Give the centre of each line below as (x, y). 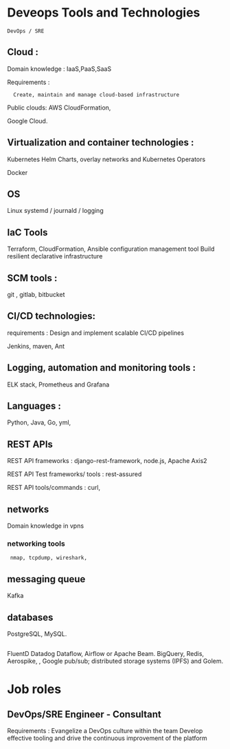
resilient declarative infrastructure (55, 256)
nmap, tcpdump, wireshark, (49, 558)
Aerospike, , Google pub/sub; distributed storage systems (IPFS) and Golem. (115, 661)
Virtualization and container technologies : (101, 143)
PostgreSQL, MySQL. (37, 634)
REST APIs (30, 444)
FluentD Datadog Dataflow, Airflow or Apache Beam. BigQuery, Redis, (106, 654)
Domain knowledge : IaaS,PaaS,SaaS (59, 69)
